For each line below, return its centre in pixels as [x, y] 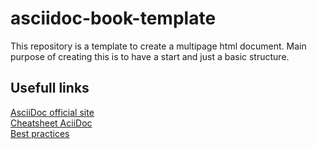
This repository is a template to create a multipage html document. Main [158, 46]
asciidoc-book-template [113, 18]
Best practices [40, 133]
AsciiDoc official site [52, 112]
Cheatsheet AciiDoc [51, 123]
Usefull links [50, 88]
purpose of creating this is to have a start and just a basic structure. [150, 56]
